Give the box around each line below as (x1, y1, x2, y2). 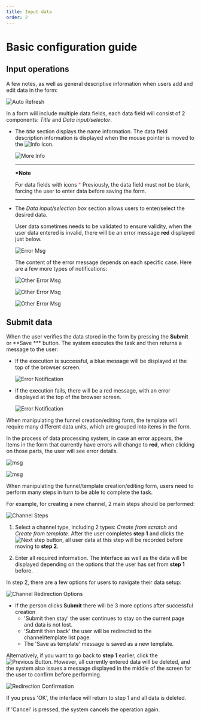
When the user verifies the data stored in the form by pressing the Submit (6, 333, 188, 340)
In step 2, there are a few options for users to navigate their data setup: (6, 579, 182, 586)
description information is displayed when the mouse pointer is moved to (14, 134, 194, 141)
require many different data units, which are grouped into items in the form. (6, 423, 191, 430)
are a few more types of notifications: (14, 265, 108, 272)
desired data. (14, 211, 48, 218)
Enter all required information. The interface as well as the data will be (14, 555, 187, 562)
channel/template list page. (23, 634, 92, 641)
